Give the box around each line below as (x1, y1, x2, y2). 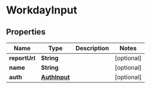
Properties (6, 27, 46, 37)
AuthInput (41, 73, 71, 81)
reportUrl (9, 54, 36, 62)
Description (75, 44, 109, 52)
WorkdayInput (6, 4, 78, 17)
